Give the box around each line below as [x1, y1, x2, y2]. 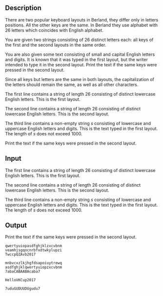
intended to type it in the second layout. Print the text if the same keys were [5, 62, 157, 67]
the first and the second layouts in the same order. [5, 42, 106, 48]
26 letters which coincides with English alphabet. [5, 27, 103, 33]
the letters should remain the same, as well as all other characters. [5, 82, 139, 87]
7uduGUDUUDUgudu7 [5, 286, 41, 291]
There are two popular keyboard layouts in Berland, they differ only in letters [5, 17, 159, 22]
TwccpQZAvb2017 [5, 252, 36, 257]
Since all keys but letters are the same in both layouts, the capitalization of [5, 76, 155, 82]
